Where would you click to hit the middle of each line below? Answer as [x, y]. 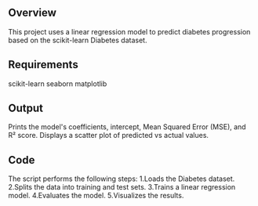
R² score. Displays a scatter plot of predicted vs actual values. [109, 136]
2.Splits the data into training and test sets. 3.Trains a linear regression [122, 187]
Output [25, 108]
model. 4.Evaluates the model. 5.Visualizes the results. [96, 196]
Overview [33, 13]
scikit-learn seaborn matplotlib [58, 83]
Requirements [43, 65]
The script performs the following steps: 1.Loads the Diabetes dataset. [122, 179]
